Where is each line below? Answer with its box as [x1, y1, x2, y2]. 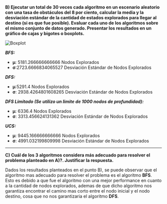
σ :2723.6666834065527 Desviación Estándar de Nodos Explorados [12, 64, 152, 70]
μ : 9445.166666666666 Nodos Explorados [12, 133, 100, 138]
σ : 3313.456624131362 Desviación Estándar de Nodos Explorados [12, 113, 148, 119]
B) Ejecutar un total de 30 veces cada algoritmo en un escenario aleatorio [5, 4, 160, 10]
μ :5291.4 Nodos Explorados [12, 84, 70, 90]
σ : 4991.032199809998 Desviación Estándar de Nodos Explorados [12, 138, 149, 144]
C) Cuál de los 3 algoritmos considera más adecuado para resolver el [5, 152, 151, 158]
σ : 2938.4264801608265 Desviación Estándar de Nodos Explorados [12, 89, 153, 95]
